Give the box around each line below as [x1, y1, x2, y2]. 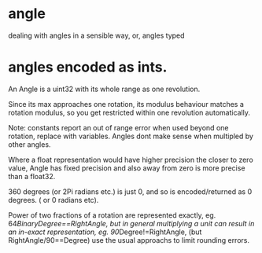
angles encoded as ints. [8, 58, 168, 76]
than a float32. [8, 171, 56, 181]
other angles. [8, 139, 51, 149]
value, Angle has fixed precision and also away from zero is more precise [8, 163, 245, 173]
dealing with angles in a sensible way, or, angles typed [8, 31, 185, 40]
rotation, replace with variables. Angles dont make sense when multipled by [8, 131, 254, 141]
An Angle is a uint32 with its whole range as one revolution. [8, 84, 201, 93]
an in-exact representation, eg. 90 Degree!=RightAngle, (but [8, 227, 202, 236]
